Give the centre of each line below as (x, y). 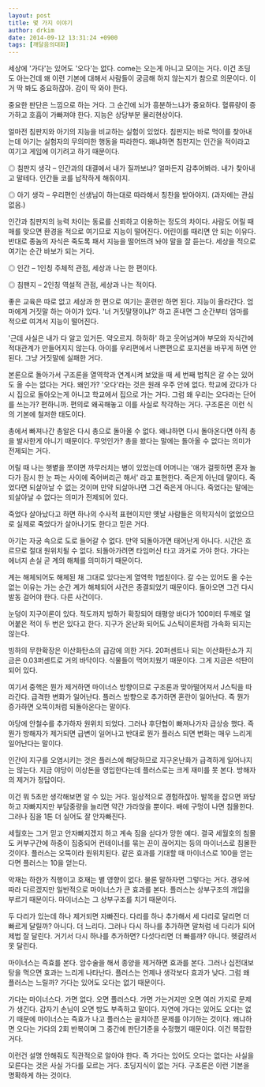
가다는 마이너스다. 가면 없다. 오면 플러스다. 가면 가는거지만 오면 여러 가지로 (123, 999)
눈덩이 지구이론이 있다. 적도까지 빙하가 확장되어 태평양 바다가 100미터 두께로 (125, 614)
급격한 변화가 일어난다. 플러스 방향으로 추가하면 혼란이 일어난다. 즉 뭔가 (140, 697)
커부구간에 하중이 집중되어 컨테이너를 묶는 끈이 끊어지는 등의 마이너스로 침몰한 (136, 844)
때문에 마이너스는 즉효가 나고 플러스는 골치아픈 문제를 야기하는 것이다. (123, 1019)
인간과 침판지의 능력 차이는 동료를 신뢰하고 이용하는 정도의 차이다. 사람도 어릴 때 (131, 221)
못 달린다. (23, 946)
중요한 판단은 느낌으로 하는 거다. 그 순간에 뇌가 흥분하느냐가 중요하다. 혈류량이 (128, 105)
